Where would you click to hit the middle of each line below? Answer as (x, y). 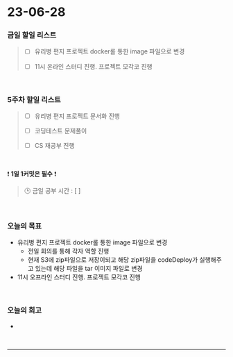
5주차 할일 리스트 (34, 99)
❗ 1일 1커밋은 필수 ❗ (32, 174)
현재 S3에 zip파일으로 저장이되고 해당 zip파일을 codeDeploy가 (113, 260)
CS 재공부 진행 (54, 146)
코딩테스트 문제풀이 (61, 131)
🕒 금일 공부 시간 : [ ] (52, 191)
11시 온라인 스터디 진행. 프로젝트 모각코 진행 (93, 66)
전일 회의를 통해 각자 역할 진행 (68, 251)
